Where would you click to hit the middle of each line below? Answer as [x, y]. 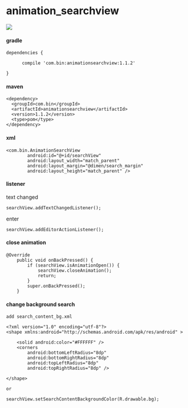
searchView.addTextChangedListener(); [54, 208]
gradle [14, 40]
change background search [41, 304]
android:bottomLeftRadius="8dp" [67, 353]
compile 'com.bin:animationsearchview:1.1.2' [78, 63]
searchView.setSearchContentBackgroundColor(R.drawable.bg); [83, 399]
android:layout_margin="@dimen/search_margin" [85, 166]
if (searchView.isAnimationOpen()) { [73, 265]
